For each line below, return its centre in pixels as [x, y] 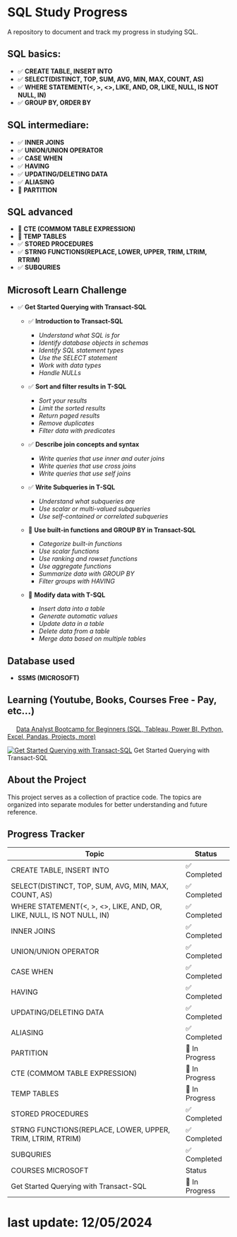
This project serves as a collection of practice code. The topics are [105, 797]
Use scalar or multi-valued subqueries [95, 509]
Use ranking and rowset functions [88, 559]
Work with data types [70, 365]
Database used [41, 661]
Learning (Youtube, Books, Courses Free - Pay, [112, 700]
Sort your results [63, 401]
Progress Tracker [46, 834]
